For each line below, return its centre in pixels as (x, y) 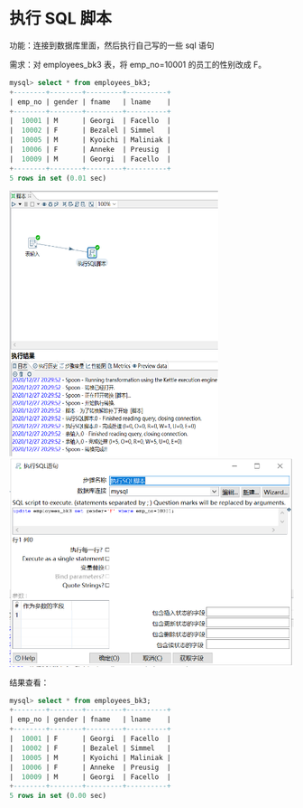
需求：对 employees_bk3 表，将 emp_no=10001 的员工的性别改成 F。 (138, 64)
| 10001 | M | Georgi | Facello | (90, 121)
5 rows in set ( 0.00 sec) (58, 796)
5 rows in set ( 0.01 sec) (58, 178)
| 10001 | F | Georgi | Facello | (90, 739)
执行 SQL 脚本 (61, 19)
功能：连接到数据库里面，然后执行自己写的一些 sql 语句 (112, 45)
